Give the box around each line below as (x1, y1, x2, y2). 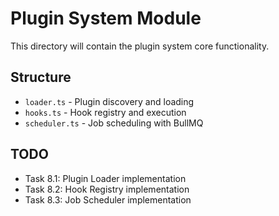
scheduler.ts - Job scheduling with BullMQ (24, 117, 204, 129)
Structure (10, 69, 72, 86)
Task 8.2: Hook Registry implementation (24, 183, 190, 195)
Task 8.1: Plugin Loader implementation (24, 172, 187, 184)
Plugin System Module (10, 7, 202, 30)
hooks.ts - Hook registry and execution (24, 106, 187, 118)
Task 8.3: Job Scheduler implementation (24, 193, 192, 206)
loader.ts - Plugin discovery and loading (24, 95, 195, 107)
